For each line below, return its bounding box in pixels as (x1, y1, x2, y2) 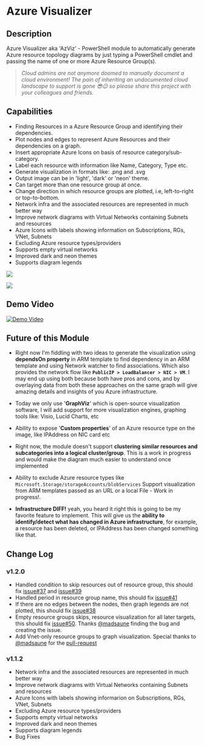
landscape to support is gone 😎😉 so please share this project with (21, 82, 191, 90)
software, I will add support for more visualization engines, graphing (15, 407, 186, 414)
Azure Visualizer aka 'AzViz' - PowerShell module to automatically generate (6, 44, 196, 52)
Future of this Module (6, 333, 90, 344)
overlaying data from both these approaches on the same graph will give (15, 382, 198, 389)
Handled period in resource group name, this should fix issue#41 (15, 594, 178, 602)
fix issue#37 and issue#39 (15, 588, 82, 595)
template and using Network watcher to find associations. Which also (15, 362, 190, 369)
